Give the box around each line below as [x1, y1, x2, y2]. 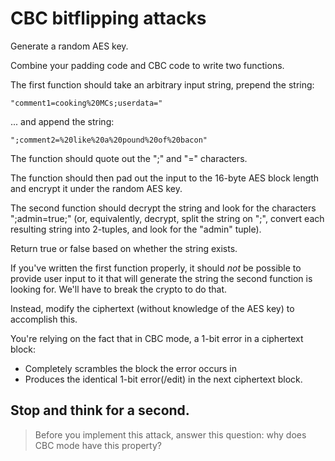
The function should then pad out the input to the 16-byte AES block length [10, 172, 320, 184]
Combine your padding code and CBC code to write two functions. [10, 59, 285, 71]
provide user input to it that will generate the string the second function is [10, 272, 313, 284]
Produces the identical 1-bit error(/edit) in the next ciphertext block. [24, 373, 303, 385]
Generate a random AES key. [10, 40, 129, 52]
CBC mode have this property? [34, 439, 162, 451]
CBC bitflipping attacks [10, 7, 207, 30]
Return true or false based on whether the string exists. [10, 242, 238, 254]
